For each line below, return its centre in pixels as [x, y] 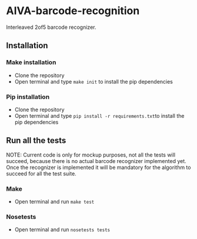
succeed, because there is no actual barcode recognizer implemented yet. [96, 161]
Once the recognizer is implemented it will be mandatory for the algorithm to [98, 167]
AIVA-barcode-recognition [73, 11]
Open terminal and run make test [54, 202]
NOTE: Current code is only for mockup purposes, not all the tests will [91, 155]
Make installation [31, 62]
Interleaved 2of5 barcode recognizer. [51, 27]
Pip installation [28, 97]
